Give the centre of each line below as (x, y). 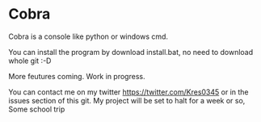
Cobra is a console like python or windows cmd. (88, 36)
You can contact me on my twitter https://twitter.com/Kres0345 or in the (128, 92)
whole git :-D (30, 61)
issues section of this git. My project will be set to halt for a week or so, (127, 100)
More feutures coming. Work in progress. (77, 76)
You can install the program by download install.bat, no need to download (131, 52)
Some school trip (37, 109)
